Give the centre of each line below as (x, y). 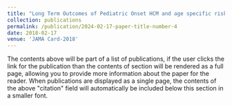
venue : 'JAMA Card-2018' (43, 39)
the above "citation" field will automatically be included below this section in (115, 88)
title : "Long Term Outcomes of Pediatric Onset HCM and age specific (109, 13)
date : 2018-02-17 (32, 33)
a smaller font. (28, 96)
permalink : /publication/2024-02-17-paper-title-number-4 (92, 26)
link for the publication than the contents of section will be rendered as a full (115, 66)
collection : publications (44, 20)
